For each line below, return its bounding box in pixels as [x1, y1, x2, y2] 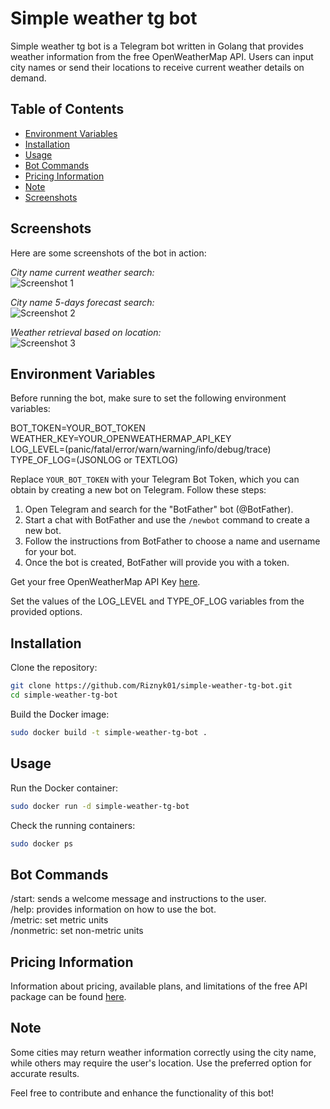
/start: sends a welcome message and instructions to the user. [10, 893, 267, 905]
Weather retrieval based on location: [10, 326, 162, 338]
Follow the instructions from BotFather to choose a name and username [24, 535, 321, 547]
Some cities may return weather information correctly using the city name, [10, 1046, 317, 1058]
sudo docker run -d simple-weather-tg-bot [10, 801, 190, 811]
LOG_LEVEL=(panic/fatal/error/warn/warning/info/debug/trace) [10, 443, 272, 456]
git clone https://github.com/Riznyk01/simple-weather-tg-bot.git [10, 681, 293, 691]
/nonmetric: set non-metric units [10, 925, 144, 937]
